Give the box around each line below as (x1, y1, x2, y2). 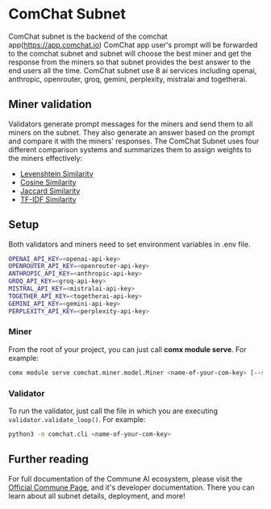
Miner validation (8, 97, 93, 111)
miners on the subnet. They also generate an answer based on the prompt (8, 127, 256, 137)
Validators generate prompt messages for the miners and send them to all (8, 118, 253, 129)
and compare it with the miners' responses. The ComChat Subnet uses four (8, 136, 260, 146)
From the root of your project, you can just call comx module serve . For (8, 344, 247, 354)
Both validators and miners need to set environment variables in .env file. (8, 239, 251, 249)
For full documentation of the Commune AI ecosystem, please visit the (8, 474, 243, 483)
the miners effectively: (8, 153, 83, 163)
